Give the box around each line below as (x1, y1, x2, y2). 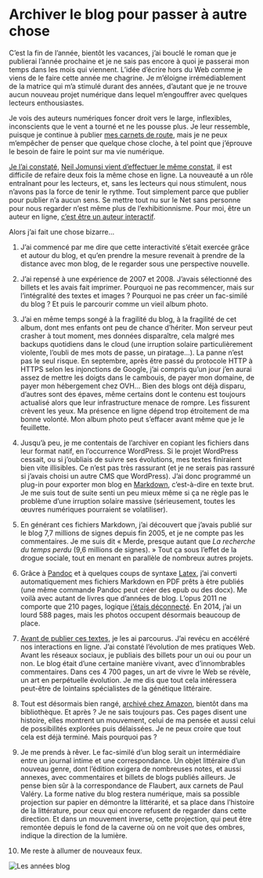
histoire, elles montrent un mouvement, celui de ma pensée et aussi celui (20, 716, 256, 725)
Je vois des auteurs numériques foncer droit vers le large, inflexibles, (9, 113, 232, 122)
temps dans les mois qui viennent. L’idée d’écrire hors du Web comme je (9, 64, 243, 74)
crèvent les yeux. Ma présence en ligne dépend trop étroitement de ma (20, 406, 250, 415)
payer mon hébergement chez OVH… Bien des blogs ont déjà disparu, (20, 381, 247, 390)
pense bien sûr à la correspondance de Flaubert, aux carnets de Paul (20, 781, 243, 790)
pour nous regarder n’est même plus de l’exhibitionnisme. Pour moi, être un (9, 203, 251, 213)
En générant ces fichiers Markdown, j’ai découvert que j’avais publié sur (20, 519, 253, 529)
